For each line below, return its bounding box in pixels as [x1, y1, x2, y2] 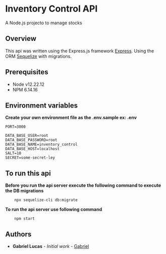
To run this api [5, 169, 51, 177]
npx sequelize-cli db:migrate [14, 197, 78, 202]
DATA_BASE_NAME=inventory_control [5, 142, 78, 147]
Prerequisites [5, 68, 48, 76]
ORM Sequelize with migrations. [5, 53, 72, 59]
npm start [14, 216, 35, 221]
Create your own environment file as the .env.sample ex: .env [5, 115, 137, 121]
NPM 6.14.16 [12, 86, 38, 92]
